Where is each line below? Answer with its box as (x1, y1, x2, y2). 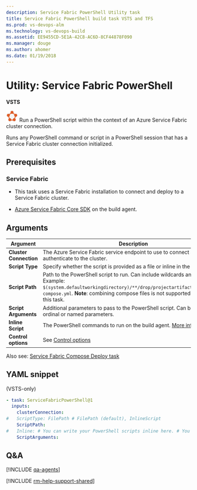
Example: (43, 277, 66, 284)
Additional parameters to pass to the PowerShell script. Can (43, 304, 186, 311)
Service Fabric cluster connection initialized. (6, 140, 113, 147)
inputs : (11, 403, 30, 410)
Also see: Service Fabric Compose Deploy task (6, 353, 120, 360)
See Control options (43, 336, 91, 343)
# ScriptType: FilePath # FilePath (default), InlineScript (6, 416, 161, 422)
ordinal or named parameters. (43, 310, 114, 317)
